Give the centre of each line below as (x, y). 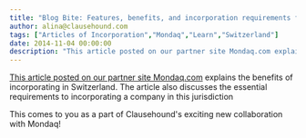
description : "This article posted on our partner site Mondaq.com (140, 52)
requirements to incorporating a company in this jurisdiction (122, 97)
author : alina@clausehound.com (69, 26)
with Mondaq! (35, 124)
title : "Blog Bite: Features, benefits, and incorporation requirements (150, 18)
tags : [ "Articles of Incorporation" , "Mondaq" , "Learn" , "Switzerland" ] (144, 34)
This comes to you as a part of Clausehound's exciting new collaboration (146, 114)
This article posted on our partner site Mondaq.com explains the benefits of (151, 77)
